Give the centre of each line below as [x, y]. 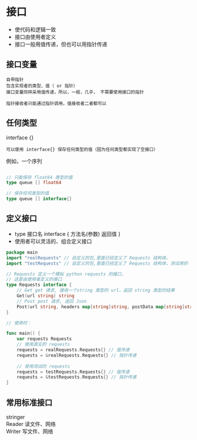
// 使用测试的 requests [43, 366]
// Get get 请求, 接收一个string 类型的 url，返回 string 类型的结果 [96, 291]
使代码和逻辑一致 [35, 29]
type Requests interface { [39, 285]
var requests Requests [44, 339]
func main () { [23, 334]
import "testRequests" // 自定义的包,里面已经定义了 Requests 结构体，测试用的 [97, 263]
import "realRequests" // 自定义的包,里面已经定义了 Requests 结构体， [89, 258]
